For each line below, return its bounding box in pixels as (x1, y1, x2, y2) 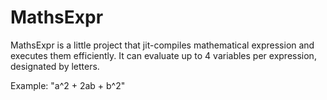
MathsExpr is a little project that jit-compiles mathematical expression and (10, 39, 315, 51)
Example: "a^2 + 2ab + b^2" (10, 79, 126, 91)
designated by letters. (10, 60, 100, 72)
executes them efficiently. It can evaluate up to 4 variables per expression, (10, 49, 317, 61)
